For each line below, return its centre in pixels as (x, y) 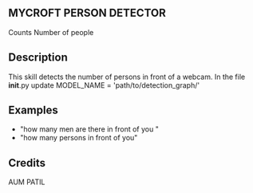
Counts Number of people (51, 32)
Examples (33, 110)
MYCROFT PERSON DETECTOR (87, 13)
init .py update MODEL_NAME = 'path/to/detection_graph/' (104, 85)
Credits (27, 163)
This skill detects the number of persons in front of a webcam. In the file (127, 77)
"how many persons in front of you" (79, 138)
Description (38, 58)
